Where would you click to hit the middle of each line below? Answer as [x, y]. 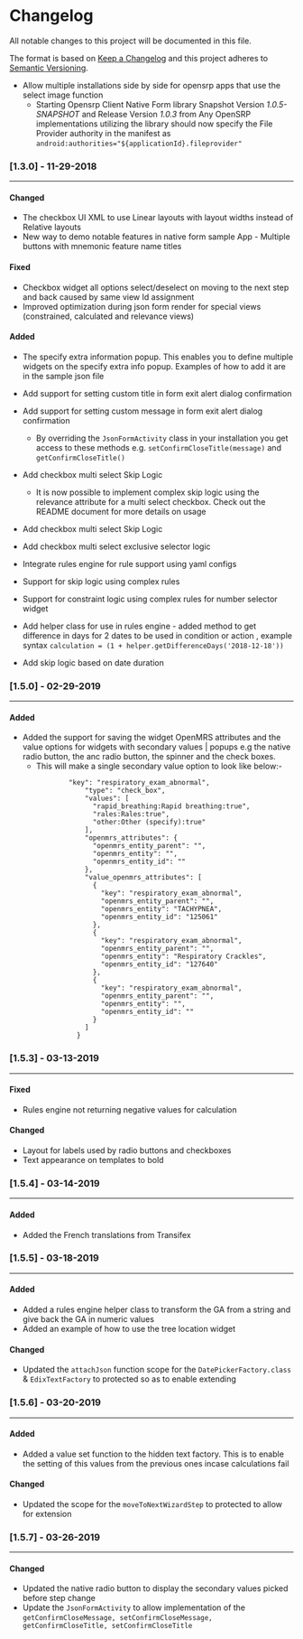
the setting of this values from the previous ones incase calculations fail [156, 1463]
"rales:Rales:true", [131, 815]
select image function [63, 95]
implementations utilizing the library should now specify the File [154, 124]
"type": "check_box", [125, 791]
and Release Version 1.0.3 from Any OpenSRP [166, 114]
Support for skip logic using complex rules [101, 581]
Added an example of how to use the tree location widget [129, 1329]
